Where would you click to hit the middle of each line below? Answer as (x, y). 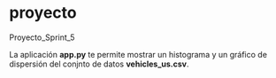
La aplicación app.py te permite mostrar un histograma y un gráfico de (138, 54)
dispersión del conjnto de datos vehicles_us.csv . (99, 64)
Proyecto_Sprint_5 (42, 37)
